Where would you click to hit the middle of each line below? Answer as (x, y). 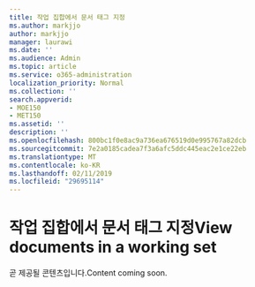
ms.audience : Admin (45, 58)
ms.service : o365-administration (71, 75)
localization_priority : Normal (67, 83)
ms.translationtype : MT (53, 157)
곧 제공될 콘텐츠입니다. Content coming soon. (88, 273)
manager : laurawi (41, 42)
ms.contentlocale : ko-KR (55, 165)
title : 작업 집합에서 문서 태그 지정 (67, 17)
